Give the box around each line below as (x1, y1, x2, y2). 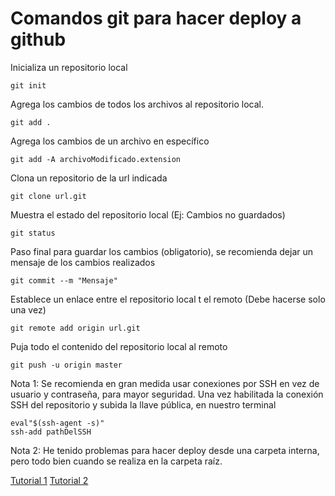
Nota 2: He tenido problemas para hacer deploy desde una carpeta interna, (10, 444, 320, 456)
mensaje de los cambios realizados (10, 256, 156, 268)
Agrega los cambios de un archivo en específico (10, 135, 210, 147)
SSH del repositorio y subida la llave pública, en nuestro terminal (10, 398, 277, 411)
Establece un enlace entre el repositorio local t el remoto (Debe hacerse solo (10, 293, 326, 305)
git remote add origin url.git (10, 323, 141, 333)
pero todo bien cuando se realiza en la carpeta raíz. (10, 455, 223, 467)
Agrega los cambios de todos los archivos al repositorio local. (10, 98, 264, 110)
